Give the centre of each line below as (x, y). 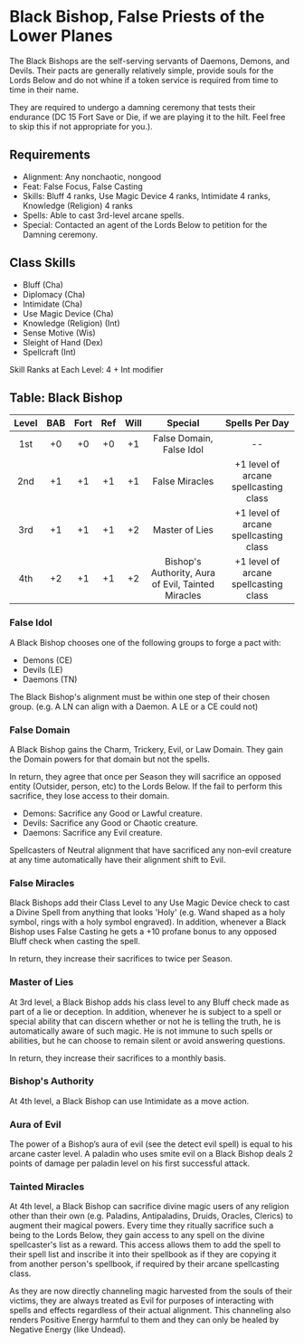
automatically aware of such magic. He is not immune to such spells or (141, 1031)
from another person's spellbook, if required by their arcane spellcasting (144, 1264)
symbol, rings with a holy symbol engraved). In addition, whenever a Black (148, 922)
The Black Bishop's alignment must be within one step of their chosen (139, 696)
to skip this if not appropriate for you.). (81, 126)
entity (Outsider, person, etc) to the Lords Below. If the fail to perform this (146, 786)
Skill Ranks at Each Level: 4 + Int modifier (87, 369)
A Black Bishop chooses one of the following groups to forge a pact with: (146, 642)
